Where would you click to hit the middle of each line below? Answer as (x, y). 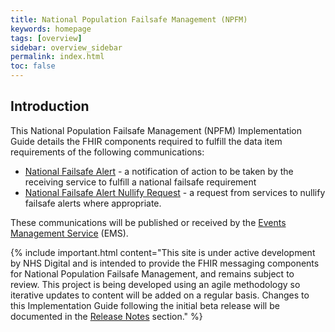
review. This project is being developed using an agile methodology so (155, 284)
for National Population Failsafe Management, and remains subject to (152, 273)
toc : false (33, 66)
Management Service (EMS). (69, 233)
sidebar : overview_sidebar (66, 47)
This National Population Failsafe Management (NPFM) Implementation (156, 130)
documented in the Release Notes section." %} (106, 316)
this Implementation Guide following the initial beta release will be (145, 305)
